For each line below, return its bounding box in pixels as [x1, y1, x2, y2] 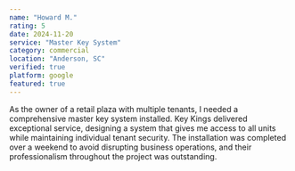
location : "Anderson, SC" [9, 54, 105, 63]
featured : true [9, 79, 66, 88]
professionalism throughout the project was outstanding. [9, 151, 217, 161]
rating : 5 [9, 21, 46, 30]
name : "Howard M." [9, 12, 78, 22]
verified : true [9, 63, 66, 72]
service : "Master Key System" [9, 37, 122, 47]
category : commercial [9, 46, 90, 55]
